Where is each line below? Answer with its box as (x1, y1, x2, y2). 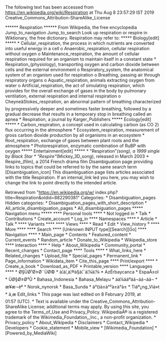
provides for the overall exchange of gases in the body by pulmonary (5, 88, 147, 93)
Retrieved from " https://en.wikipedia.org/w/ (5, 189, 94, 195)
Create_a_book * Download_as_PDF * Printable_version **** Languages (5, 263, 153, 269)
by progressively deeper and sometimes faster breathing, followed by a (5, 106, 152, 111)
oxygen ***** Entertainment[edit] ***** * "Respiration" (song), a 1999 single (5, 148, 160, 154)
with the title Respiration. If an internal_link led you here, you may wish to (5, 174, 155, 180)
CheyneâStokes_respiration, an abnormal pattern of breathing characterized (5, 99, 162, 104)
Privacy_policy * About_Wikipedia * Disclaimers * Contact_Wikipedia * (5, 320, 149, 325)
